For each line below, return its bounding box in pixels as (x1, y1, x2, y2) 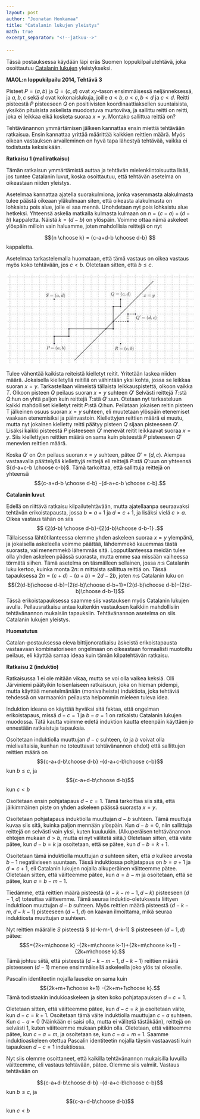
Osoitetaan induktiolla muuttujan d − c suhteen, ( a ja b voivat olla (6, 736, 165, 743)
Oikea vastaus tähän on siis (6, 516, 73, 523)
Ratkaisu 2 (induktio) (6, 664, 59, 671)
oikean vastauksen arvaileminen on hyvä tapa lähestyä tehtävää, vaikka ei (6, 137, 187, 144)
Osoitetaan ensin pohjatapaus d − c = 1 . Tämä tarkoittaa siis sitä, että (6, 798, 176, 805)
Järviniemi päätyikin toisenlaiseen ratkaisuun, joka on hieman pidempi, (6, 681, 180, 689)
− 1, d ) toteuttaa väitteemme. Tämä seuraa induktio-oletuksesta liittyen (6, 895, 179, 903)
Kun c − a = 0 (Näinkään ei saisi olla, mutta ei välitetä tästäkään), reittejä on (6, 1018, 191, 1025)
